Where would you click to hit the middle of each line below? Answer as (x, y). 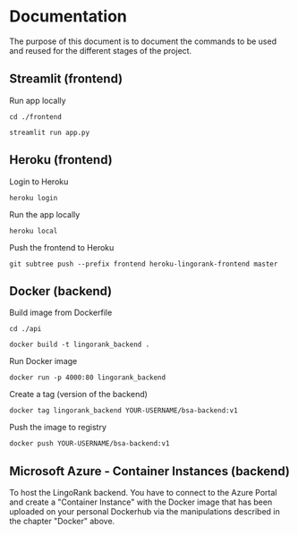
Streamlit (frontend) (66, 79)
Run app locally (38, 100)
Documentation (68, 17)
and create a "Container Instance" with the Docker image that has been (141, 502)
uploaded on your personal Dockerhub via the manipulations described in (145, 512)
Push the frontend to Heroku (62, 247)
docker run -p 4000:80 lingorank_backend (88, 378)
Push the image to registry (58, 428)
